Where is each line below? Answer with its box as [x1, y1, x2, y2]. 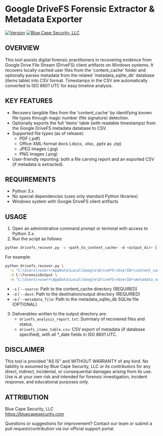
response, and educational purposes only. [5, 379, 89, 385]
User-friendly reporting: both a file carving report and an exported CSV [12, 156, 154, 162]
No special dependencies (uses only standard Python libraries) [12, 193, 138, 199]
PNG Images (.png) [19, 151, 58, 157]
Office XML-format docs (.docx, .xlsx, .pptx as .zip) [19, 140, 122, 146]
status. [19, 321, 33, 327]
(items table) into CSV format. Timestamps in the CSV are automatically [5, 77, 148, 83]
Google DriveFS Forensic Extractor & [5, 3, 155, 15]
